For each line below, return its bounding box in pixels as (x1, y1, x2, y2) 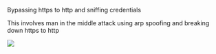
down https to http (7, 27, 60, 34)
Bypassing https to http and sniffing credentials (7, 6, 142, 14)
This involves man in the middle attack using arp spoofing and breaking (7, 19, 210, 27)
